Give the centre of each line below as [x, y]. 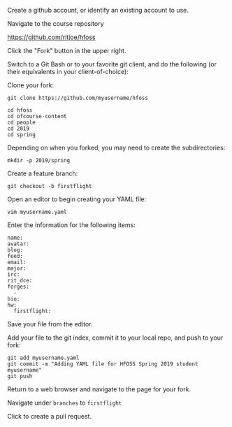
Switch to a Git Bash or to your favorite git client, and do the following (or [112, 64]
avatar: [19, 244]
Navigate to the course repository [56, 23]
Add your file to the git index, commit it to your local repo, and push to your [115, 338]
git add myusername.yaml [43, 358]
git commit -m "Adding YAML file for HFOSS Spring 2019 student [103, 364]
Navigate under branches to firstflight [65, 403]
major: [17, 268]
